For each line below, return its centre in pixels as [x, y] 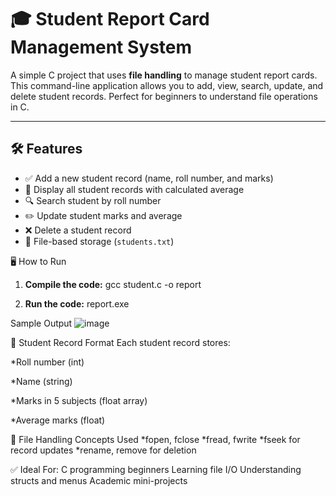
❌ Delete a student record [78, 230]
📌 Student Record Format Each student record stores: [120, 342]
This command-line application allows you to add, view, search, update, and [167, 85]
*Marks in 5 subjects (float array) [79, 400]
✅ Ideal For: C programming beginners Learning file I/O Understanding [156, 469]
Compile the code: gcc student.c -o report [113, 284]
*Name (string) [41, 381]
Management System [101, 47]
